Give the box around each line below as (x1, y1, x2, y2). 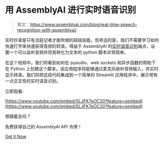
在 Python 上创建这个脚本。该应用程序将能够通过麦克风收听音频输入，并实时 (5, 65, 159, 71)
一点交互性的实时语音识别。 (5, 78, 61, 83)
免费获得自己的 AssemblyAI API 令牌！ (5, 123, 82, 129)
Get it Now (5, 133, 27, 139)
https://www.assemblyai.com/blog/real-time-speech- (30, 21, 138, 27)
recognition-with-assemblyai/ (17, 27, 77, 33)
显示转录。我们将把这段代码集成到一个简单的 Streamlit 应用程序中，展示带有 (5, 72, 158, 78)
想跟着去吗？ (5, 113, 31, 119)
